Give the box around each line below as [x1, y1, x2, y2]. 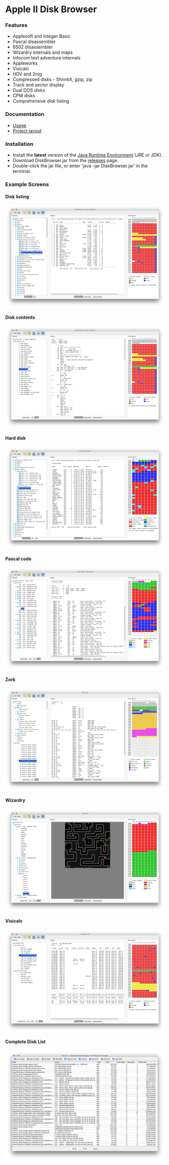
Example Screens [5, 181, 49, 188]
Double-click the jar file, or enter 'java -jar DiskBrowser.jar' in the [12, 163, 148, 169]
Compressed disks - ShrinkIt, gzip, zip [12, 76, 93, 82]
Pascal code [5, 556, 32, 562]
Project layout [12, 128, 42, 134]
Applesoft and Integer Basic [12, 33, 71, 39]
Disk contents [5, 314, 35, 320]
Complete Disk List [5, 1038, 46, 1045]
